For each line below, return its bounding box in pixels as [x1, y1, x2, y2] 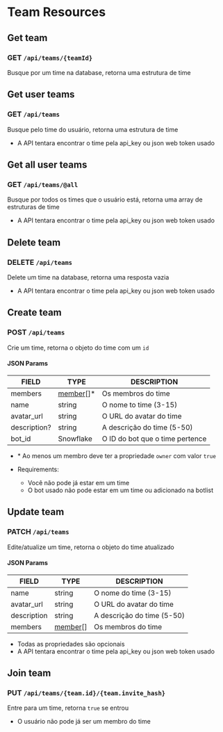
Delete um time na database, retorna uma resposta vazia [7, 273, 170, 282]
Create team [7, 307, 63, 318]
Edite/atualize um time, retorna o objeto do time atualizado [7, 543, 175, 551]
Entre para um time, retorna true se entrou [7, 703, 129, 713]
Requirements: [17, 465, 59, 473]
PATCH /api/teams [7, 527, 69, 537]
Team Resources [7, 4, 106, 20]
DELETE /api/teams [7, 257, 73, 267]
